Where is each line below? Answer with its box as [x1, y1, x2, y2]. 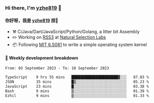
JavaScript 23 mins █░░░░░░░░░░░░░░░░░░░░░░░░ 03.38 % [5, 84, 149, 89]
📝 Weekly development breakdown [5, 54, 78, 61]
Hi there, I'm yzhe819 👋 [5, 4, 62, 11]
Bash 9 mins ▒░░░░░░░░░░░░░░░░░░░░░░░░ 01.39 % [5, 89, 149, 94]
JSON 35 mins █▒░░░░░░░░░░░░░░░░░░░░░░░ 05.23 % [5, 79, 149, 85]
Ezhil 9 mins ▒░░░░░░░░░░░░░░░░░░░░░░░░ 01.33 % [5, 93, 149, 98]
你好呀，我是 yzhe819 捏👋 [5, 17, 58, 23]
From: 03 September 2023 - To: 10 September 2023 [5, 66, 110, 71]
